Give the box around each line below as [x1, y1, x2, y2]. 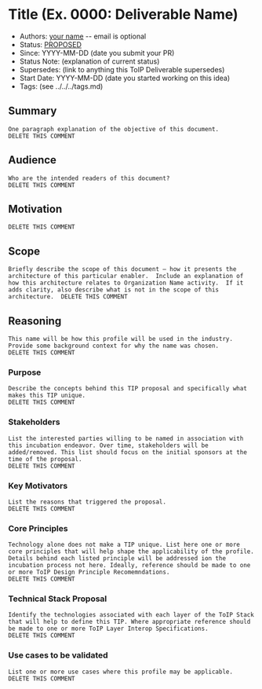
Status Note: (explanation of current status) [19, 57, 160, 66]
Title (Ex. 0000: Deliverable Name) [8, 5, 238, 24]
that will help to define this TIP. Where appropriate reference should [8, 618, 251, 626]
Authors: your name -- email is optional [19, 31, 147, 41]
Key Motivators [8, 480, 68, 491]
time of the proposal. [8, 455, 82, 463]
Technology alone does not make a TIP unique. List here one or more [8, 541, 241, 549]
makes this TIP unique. [8, 391, 86, 400]
